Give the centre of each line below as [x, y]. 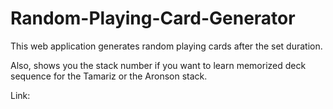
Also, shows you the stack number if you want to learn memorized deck [158, 65]
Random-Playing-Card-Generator [153, 18]
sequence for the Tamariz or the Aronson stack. [109, 76]
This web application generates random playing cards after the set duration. [166, 46]
